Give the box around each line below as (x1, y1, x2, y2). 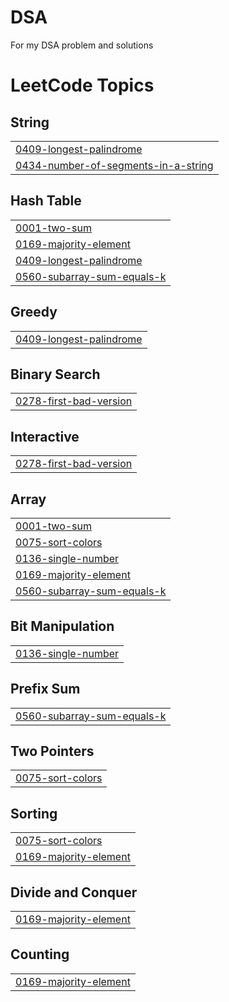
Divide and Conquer (10, 884, 138, 901)
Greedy (10, 304, 58, 321)
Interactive (10, 428, 80, 445)
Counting (10, 946, 70, 963)
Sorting (10, 805, 58, 822)
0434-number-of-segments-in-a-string (15, 158, 214, 172)
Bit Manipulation (10, 618, 115, 635)
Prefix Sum (10, 681, 81, 698)
